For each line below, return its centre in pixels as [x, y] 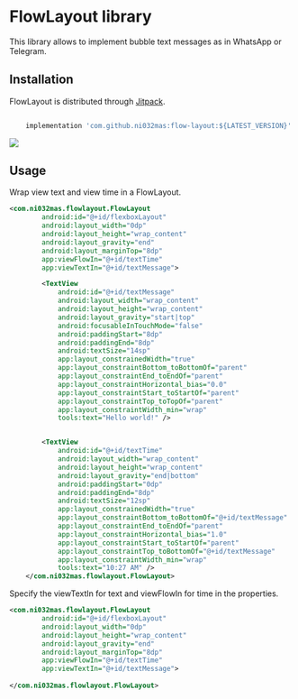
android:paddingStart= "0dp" [110, 484]
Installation [41, 80]
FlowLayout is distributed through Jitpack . [87, 101]
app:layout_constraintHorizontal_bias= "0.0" [142, 384]
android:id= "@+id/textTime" [110, 451]
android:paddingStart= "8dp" [110, 334]
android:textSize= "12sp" [104, 501]
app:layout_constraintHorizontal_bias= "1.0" [142, 534]
